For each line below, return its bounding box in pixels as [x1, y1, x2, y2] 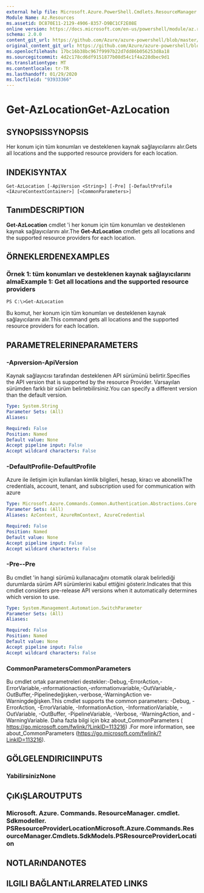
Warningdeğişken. [6, 697, 52, 705]
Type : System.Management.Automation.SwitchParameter [6, 605, 143, 611]
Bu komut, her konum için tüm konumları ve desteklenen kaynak [6, 309, 166, 316]
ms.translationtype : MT [6, 60, 67, 66]
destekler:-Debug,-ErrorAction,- [82, 678, 163, 685]
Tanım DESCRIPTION [6, 205, 85, 216]
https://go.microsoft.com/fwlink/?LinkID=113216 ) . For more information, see [6, 724, 195, 731]
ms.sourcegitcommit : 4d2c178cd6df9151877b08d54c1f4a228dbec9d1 [6, 54, 170, 60]
